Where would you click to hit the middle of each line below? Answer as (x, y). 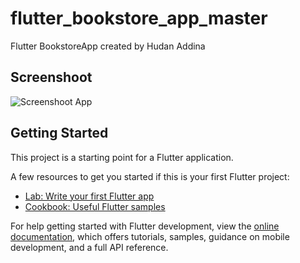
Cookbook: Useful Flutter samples (95, 206)
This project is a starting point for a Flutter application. (122, 157)
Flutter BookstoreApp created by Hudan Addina (108, 46)
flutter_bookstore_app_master (139, 18)
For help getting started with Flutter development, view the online (145, 226)
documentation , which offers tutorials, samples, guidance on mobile (150, 236)
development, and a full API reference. (89, 247)
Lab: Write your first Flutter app (89, 196)
